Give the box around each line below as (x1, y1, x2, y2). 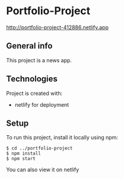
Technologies (6, 74, 58, 84)
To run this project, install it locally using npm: (6, 134, 119, 141)
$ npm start (6, 156, 36, 162)
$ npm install (6, 151, 42, 156)
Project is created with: (6, 89, 63, 97)
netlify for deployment (14, 101, 69, 108)
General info (6, 41, 53, 51)
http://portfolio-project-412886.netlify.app (6, 24, 109, 31)
